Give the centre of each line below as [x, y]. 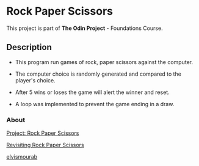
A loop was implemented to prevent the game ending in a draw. [95, 104]
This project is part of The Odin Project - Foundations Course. [85, 28]
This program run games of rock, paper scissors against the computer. [104, 62]
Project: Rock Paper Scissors [43, 133]
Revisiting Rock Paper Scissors [45, 145]
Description [29, 47]
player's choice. [35, 80]
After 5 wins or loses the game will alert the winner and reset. [92, 92]
